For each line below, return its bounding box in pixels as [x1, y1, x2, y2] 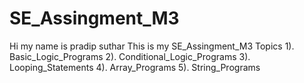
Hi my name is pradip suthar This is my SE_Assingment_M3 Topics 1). [9, 40, 295, 52]
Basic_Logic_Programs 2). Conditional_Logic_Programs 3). [9, 50, 251, 62]
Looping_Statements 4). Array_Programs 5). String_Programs [9, 61, 261, 73]
